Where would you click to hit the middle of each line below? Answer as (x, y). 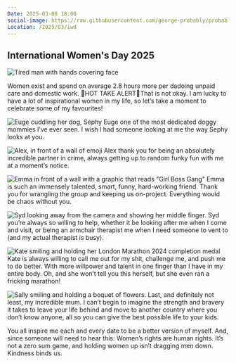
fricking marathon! (34, 281)
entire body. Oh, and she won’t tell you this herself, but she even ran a (109, 274)
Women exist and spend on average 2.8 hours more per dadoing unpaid (111, 86)
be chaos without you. (39, 202)
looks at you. (26, 137)
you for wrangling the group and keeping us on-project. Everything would (113, 194)
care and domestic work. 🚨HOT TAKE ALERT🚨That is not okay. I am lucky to (117, 94)
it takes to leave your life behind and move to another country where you (112, 310)
